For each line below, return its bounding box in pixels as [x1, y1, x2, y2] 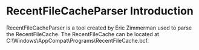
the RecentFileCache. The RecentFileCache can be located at [6, 30, 159, 37]
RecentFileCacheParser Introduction [6, 4, 194, 18]
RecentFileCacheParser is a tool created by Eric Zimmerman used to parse [6, 24, 192, 31]
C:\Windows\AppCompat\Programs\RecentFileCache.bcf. [6, 37, 149, 44]
